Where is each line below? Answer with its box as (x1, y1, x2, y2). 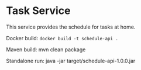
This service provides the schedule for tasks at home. (6, 23, 136, 30)
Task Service (6, 4, 71, 17)
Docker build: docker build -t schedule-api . (6, 34, 119, 41)
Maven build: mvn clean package (6, 45, 86, 53)
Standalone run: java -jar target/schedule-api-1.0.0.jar (6, 57, 136, 64)
